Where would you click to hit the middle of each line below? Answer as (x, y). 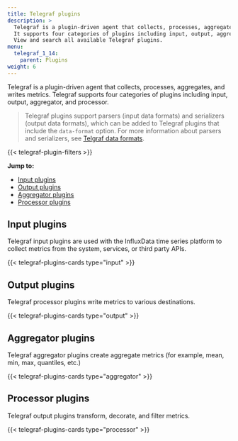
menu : (15, 47)
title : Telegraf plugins (44, 14)
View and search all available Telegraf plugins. (88, 40)
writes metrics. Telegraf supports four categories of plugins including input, (118, 94)
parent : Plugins (44, 60)
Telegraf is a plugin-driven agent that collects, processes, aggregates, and (116, 86)
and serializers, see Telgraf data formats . (85, 138)
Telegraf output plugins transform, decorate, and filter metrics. (98, 415)
